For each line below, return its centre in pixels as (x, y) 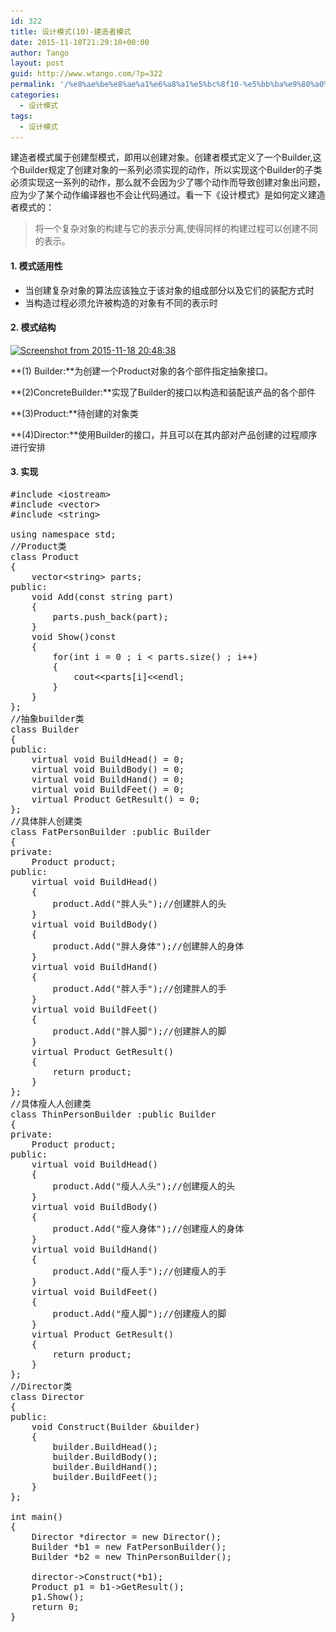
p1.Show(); (58, 1596)
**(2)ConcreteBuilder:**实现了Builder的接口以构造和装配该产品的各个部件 (163, 392)
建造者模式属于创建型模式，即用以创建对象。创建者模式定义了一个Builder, (161, 157)
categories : (35, 95)
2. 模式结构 (33, 327)
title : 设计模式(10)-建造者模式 (71, 31)
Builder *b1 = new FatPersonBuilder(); (129, 1546)
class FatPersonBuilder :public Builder (111, 831)
